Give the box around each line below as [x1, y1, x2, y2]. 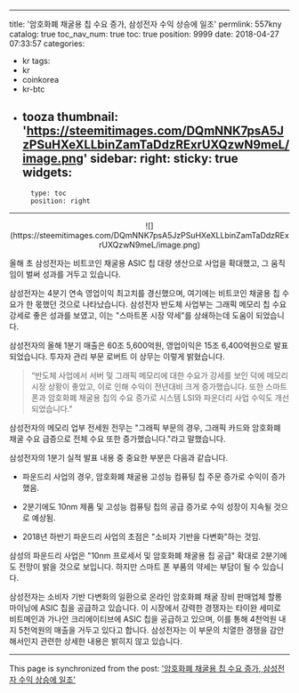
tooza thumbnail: [21, 109, 118, 125]
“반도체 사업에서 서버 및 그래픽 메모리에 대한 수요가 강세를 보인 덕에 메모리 [30, 370, 289, 381]
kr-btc [21, 84, 45, 94]
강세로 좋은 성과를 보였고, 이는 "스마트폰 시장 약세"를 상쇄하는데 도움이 [9, 310, 254, 320]
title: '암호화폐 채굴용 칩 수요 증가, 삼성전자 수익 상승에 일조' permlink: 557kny [9, 19, 282, 29]
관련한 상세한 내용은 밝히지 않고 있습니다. [39, 635, 183, 646]
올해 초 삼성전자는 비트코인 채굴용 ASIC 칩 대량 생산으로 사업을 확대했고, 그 [9, 257, 270, 268]
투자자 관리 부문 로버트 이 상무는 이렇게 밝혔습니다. [49, 351, 225, 361]
